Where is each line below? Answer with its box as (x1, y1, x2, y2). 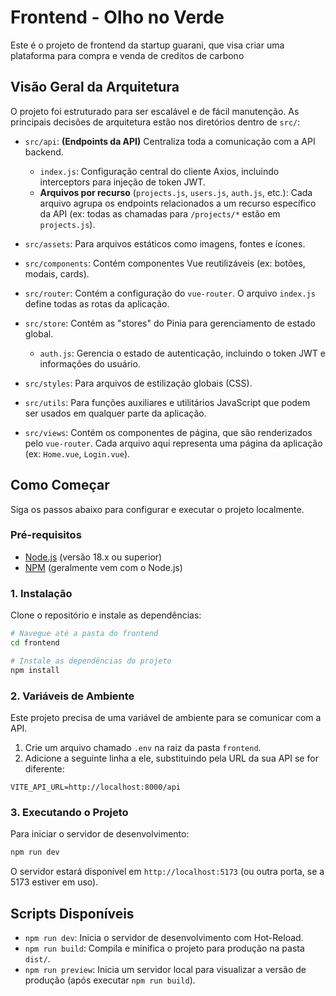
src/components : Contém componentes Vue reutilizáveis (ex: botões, (24, 257, 306, 269)
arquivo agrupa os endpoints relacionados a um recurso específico (39, 197, 317, 209)
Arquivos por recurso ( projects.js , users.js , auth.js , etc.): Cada (39, 186, 313, 198)
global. (24, 327, 54, 340)
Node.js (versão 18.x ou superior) (24, 551, 163, 563)
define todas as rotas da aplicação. (24, 297, 170, 310)
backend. (24, 146, 64, 158)
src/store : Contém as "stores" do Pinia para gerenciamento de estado (24, 317, 316, 329)
